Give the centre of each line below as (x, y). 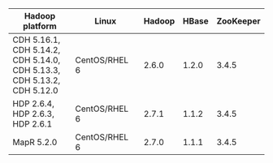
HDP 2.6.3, (33, 114)
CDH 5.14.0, (37, 60)
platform (40, 26)
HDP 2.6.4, (33, 103)
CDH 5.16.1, (37, 40)
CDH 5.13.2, (37, 80)
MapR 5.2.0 (35, 142)
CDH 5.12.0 (35, 90)
